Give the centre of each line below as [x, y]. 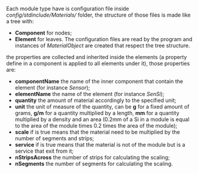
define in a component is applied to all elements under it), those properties [98, 63]
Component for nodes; [43, 33]
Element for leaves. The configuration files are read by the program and [103, 39]
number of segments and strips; [54, 138]
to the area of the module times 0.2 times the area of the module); [96, 126]
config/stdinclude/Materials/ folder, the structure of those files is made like [98, 15]
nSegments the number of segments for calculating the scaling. [94, 164]
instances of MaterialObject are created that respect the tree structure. [102, 45]
